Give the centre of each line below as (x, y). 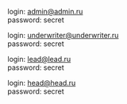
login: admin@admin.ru (45, 12)
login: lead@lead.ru (39, 59)
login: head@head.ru (42, 83)
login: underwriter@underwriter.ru (63, 35)
